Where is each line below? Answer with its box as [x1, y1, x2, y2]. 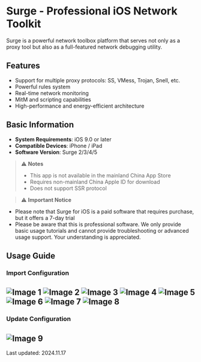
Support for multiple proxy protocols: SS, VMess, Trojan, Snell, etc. [14, 76, 181, 84]
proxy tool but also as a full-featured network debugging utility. [6, 43, 163, 51]
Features [6, 61, 40, 71]
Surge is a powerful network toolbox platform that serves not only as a [6, 37, 181, 44]
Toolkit [6, 17, 41, 31]
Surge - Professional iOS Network [6, 4, 178, 18]
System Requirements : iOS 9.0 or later [14, 135, 112, 143]
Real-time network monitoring [14, 89, 89, 97]
